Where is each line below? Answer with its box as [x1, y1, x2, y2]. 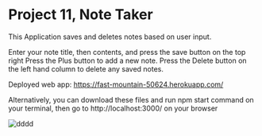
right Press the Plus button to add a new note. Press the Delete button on [8, 56, 248, 65]
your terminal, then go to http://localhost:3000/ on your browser [8, 103, 218, 113]
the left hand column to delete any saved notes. [8, 64, 164, 73]
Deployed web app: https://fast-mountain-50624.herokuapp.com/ [8, 80, 224, 89]
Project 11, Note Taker [8, 6, 153, 24]
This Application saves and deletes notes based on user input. [8, 32, 212, 41]
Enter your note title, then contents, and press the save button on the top [8, 47, 246, 56]
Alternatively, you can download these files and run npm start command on [8, 95, 254, 104]
